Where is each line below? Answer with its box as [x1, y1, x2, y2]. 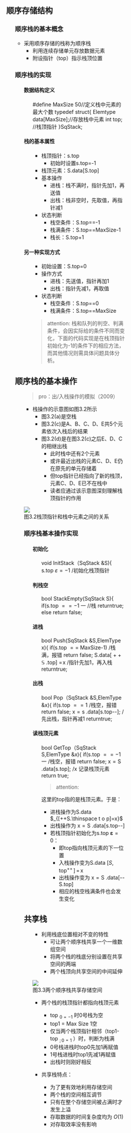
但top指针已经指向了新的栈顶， [50, 472, 126, 480]
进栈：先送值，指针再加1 [50, 278, 109, 285]
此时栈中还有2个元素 [50, 450, 100, 457]
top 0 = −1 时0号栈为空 [50, 1012, 103, 1020]
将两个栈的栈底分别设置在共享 [50, 953, 123, 960]
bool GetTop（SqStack [41, 744, 97, 751]
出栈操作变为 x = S [58, 874, 104, 881]
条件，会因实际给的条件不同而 [47, 327, 120, 335]
